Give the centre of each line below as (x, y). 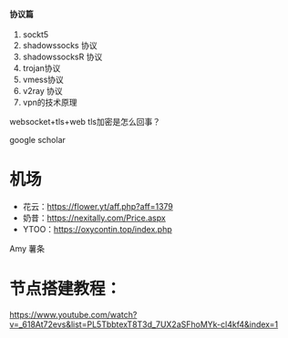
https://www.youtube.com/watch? (73, 315)
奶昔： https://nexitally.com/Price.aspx (94, 218)
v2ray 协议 (42, 91)
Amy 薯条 (27, 249)
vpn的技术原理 (50, 102)
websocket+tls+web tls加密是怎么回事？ (85, 122)
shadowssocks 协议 (60, 46)
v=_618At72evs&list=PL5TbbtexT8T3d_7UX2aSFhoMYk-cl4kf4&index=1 (144, 324)
